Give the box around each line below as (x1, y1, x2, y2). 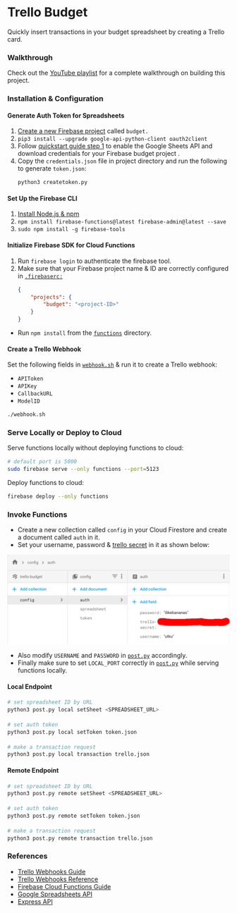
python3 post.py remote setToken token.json (7, 812, 140, 819)
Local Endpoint (7, 682, 53, 691)
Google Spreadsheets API (17, 890, 93, 898)
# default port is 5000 (7, 458, 78, 465)
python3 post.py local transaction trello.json (7, 751, 150, 758)
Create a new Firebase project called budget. (17, 127, 149, 135)
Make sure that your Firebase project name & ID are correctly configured (17, 264, 229, 272)
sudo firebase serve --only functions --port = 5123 (7, 466, 159, 473)
